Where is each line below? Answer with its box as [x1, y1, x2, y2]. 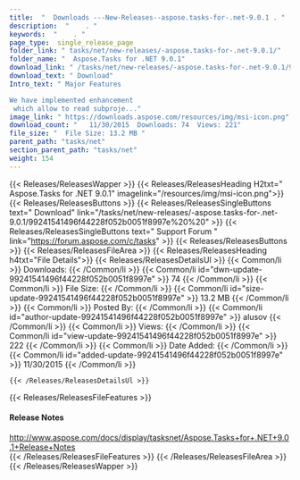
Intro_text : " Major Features [9, 80, 122, 88]
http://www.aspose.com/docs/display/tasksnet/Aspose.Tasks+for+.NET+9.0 [9, 432, 290, 442]
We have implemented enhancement [9, 96, 134, 105]
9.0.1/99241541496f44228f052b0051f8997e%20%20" [9, 216, 210, 227]
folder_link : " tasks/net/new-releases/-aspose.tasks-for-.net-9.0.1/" [9, 46, 281, 55]
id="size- [229, 282, 265, 293]
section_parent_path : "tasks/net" [9, 146, 138, 155]
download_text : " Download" [9, 72, 114, 80]
